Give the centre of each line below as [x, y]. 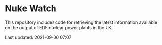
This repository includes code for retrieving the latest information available [81, 22]
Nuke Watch [31, 9]
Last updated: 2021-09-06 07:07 [38, 37]
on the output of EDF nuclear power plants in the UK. [59, 27]
